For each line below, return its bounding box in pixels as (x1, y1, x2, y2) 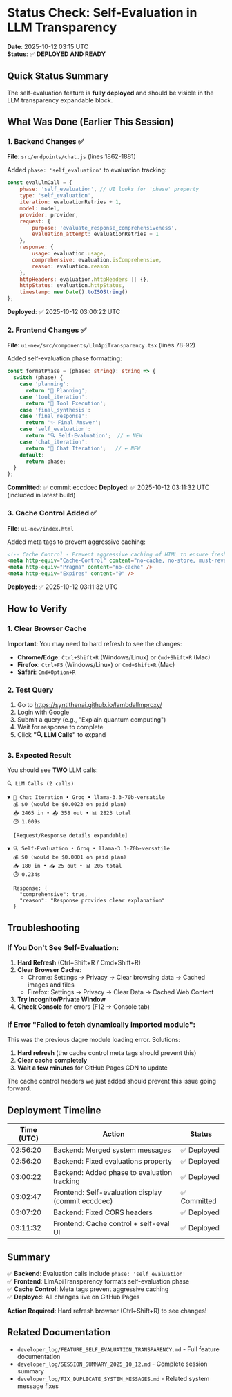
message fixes (17, 1382, 59, 1390)
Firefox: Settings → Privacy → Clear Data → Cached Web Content (27, 988, 214, 996)
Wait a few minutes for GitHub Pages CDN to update (17, 1063, 168, 1072)
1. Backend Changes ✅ (7, 137, 85, 147)
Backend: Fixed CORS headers (52, 1207, 153, 1217)
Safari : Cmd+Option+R (17, 668, 76, 676)
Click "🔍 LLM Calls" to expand (17, 731, 106, 739)
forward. (7, 1084, 32, 1093)
